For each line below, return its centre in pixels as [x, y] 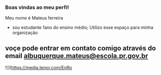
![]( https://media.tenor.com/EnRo [39, 68]
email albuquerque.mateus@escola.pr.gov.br [77, 56]
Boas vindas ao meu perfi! [37, 7]
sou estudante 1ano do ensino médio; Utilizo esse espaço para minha [83, 27]
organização [25, 33]
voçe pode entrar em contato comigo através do [81, 48]
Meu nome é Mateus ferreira [34, 18]
